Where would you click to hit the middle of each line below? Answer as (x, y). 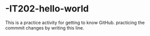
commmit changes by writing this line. (45, 27)
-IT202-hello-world (47, 9)
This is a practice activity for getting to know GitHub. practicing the (75, 22)
